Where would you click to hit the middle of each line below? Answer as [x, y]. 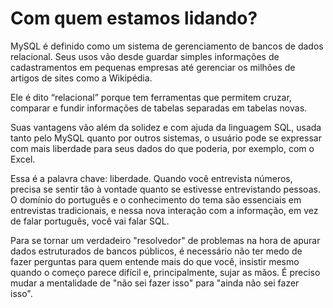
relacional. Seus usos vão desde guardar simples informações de [145, 56]
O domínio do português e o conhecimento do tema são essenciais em [156, 199]
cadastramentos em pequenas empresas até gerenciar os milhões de [153, 67]
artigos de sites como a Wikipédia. [81, 78]
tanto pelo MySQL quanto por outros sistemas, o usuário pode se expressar [166, 138]
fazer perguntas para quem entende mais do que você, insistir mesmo [155, 261]
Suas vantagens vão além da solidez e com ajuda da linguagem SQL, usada [166, 127]
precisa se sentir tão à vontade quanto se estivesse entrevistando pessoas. [165, 189]
